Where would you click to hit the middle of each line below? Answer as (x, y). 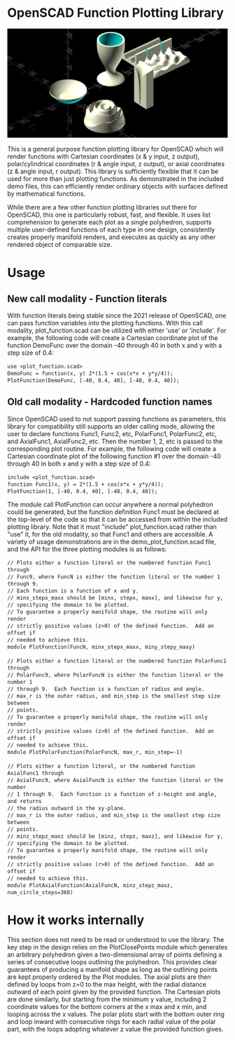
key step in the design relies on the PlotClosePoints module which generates (117, 947)
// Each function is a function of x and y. (73, 590)
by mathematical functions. (47, 194)
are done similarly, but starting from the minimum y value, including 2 (107, 999)
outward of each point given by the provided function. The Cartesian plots (114, 992)
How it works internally (76, 920)
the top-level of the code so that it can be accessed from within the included (117, 519)
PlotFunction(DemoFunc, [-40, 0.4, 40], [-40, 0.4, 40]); (93, 380)
